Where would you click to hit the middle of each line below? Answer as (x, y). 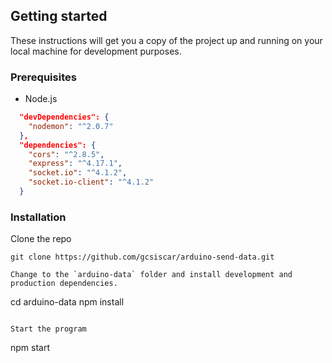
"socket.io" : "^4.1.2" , (78, 173)
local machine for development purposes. (96, 51)
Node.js (41, 99)
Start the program (48, 329)
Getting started (59, 16)
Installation (38, 217)
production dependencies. (64, 284)
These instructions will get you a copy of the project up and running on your (166, 40)
